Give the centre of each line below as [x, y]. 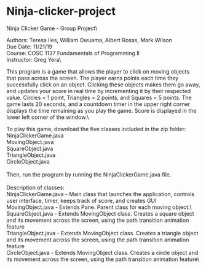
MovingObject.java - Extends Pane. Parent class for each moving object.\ [99, 207]
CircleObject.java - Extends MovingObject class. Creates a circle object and [102, 252]
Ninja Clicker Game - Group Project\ [52, 28]
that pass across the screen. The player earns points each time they [93, 78]
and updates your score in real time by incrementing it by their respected [99, 91]
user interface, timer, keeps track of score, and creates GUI [81, 200]
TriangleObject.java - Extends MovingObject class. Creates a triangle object [102, 233]
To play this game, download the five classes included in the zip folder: [96, 129]
